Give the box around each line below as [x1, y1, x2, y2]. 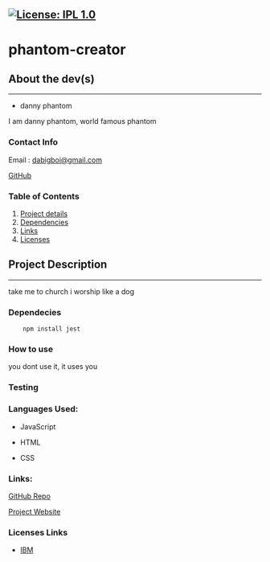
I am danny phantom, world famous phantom [8, 117, 157, 126]
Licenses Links [8, 527, 68, 538]
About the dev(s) [8, 72, 95, 85]
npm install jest [22, 325, 81, 334]
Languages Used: [8, 404, 79, 415]
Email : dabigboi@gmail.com [8, 154, 103, 165]
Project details [19, 208, 68, 218]
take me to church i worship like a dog [8, 286, 135, 296]
